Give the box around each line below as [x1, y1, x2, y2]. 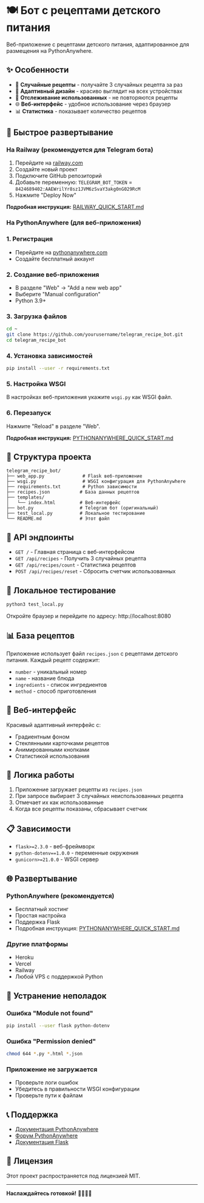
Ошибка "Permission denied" [6, 1037, 96, 1045]
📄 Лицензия [6, 1156, 53, 1167]
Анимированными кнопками [15, 746, 90, 753]
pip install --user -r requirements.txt [6, 366, 110, 372]
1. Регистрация [6, 235, 53, 244]
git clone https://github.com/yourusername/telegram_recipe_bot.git [6, 332, 183, 338]
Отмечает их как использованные [15, 799, 104, 806]
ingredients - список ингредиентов [15, 681, 107, 688]
